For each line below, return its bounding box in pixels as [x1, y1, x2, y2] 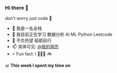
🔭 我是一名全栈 [12, 25, 42, 31]
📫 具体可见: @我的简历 [12, 44, 59, 50]
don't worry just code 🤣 [5, 16, 52, 21]
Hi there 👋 [5, 4, 29, 11]
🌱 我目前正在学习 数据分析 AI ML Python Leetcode [12, 32, 113, 37]
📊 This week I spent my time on [5, 63, 71, 69]
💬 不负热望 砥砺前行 [12, 37, 52, 43]
